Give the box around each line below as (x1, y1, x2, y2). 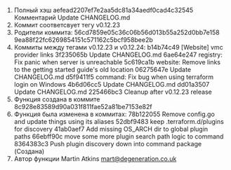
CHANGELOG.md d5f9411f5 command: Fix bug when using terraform (13, 73, 214, 81)
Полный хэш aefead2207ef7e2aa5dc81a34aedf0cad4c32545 (13, 6, 194, 14)
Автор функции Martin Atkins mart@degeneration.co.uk (13, 155, 177, 163)
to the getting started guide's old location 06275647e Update (13, 66, 192, 73)
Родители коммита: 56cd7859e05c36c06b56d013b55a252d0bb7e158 (13, 28, 220, 36)
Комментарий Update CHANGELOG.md (13, 13, 131, 22)
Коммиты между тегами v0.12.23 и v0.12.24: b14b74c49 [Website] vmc (13, 43, 223, 51)
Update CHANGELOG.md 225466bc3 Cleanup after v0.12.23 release (13, 87, 212, 96)
